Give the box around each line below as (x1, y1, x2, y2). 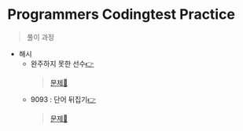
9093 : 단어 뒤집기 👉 (30, 94, 96, 104)
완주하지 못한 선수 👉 (30, 59, 94, 68)
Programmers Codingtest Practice (7, 5, 235, 24)
